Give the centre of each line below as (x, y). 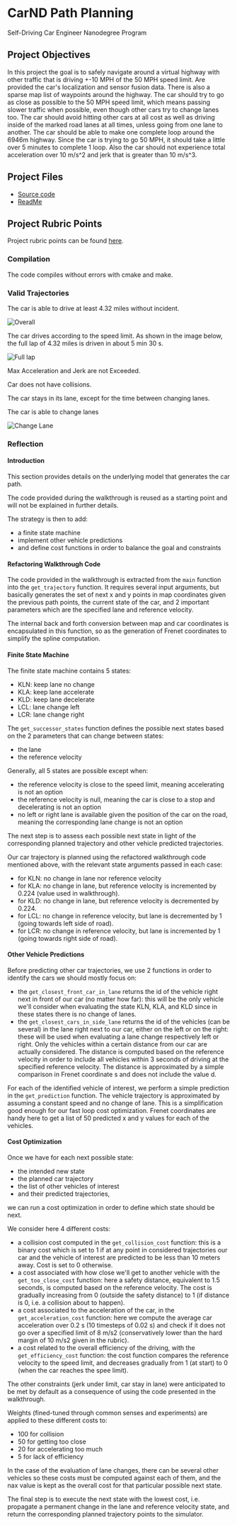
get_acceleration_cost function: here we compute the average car (115, 1318)
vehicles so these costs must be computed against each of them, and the (114, 1478)
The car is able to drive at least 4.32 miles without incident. (93, 308)
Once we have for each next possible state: (71, 1157)
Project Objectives (49, 55)
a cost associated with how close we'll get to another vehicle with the (119, 1272)
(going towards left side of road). (65, 923)
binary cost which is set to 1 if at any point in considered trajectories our (122, 1250)
